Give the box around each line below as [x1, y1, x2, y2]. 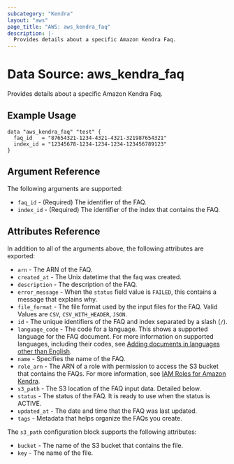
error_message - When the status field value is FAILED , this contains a [17, 288, 217, 296]
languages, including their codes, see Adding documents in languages [17, 339, 220, 348]
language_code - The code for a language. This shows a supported [17, 325, 208, 333]
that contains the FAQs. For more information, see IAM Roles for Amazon [17, 369, 226, 378]
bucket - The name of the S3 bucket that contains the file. [17, 441, 184, 449]
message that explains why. [17, 295, 98, 303]
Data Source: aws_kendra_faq [7, 66, 185, 83]
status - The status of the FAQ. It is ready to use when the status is [17, 391, 211, 400]
